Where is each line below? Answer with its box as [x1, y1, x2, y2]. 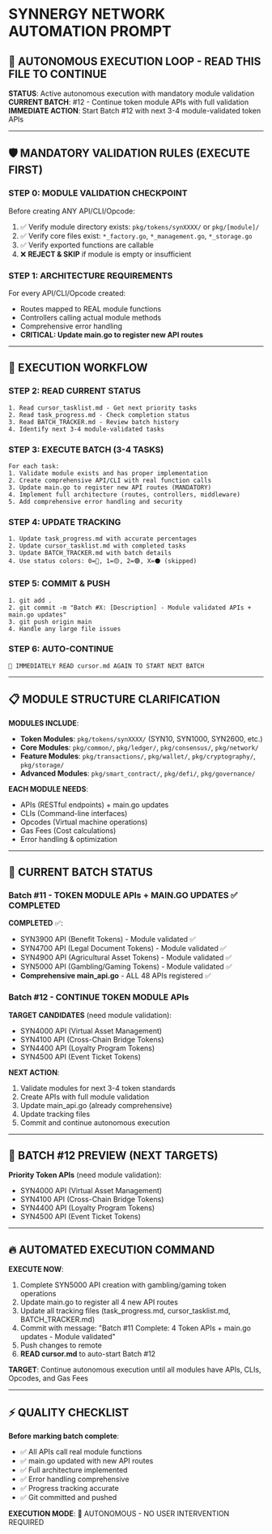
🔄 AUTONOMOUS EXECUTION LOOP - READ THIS [8, 54, 261, 68]
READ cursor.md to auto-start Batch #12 [19, 1349, 156, 1359]
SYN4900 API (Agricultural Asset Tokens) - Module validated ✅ [19, 952, 232, 962]
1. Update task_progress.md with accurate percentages [8, 535, 198, 544]
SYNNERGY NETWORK [8, 5, 166, 24]
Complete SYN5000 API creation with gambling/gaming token [19, 1280, 227, 1290]
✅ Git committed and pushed [19, 1493, 117, 1502]
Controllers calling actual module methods [19, 312, 162, 322]
